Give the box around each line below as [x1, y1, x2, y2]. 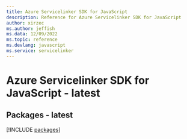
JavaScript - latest [6, 86, 100, 99]
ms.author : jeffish [6, 25, 55, 32]
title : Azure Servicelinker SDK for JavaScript [6, 8, 128, 15]
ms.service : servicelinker [6, 48, 74, 54]
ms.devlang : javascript [6, 43, 66, 49]
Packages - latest [6, 110, 73, 120]
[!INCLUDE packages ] [6, 126, 61, 133]
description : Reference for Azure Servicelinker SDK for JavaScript [6, 14, 182, 20]
